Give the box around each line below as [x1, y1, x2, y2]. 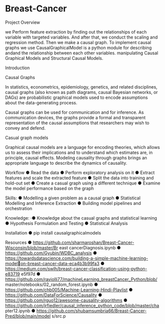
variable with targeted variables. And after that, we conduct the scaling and [5, 34, 158, 40]
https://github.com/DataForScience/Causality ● [5, 292, 102, 298]
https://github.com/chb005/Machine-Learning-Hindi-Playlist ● [5, 286, 133, 292]
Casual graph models [5, 135, 48, 140]
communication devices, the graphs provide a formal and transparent [5, 114, 146, 120]
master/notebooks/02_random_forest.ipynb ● [5, 281, 99, 287]
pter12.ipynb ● [5, 308, 35, 314]
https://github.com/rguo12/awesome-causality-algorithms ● [5, 297, 128, 303]
